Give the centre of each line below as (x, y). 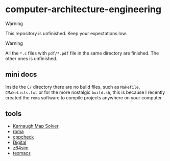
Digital (19, 142)
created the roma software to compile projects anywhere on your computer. (84, 97)
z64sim (21, 147)
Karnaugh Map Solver (35, 126)
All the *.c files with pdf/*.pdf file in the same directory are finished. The (82, 53)
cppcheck (23, 137)
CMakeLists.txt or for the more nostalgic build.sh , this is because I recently (85, 92)
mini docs (21, 75)
